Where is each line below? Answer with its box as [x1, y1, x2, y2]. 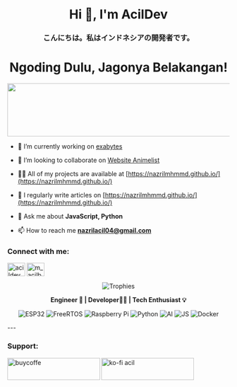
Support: [7, 341, 39, 351]
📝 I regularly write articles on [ [17, 191, 106, 200]
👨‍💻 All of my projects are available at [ [17, 170, 128, 178]
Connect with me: [7, 246, 70, 256]
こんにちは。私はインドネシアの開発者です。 [43, 33, 194, 43]
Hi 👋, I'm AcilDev [69, 6, 168, 23]
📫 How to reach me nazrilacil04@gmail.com [17, 226, 152, 235]
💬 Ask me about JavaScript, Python [17, 212, 123, 221]
